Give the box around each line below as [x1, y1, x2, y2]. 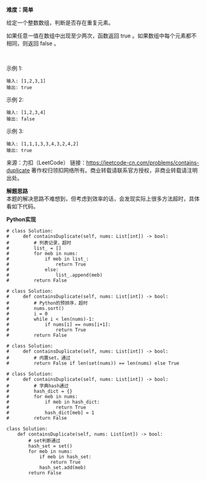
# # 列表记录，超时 [6, 240, 72, 246]
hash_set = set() [28, 443, 72, 449]
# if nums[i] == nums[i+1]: [6, 321, 112, 328]
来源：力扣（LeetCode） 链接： [6, 159, 87, 166]
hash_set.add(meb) [39, 464, 86, 471]
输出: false [6, 116, 35, 122]
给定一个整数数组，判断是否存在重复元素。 [6, 19, 114, 26]
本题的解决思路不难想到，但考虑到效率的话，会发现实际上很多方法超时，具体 [6, 195, 200, 202]
